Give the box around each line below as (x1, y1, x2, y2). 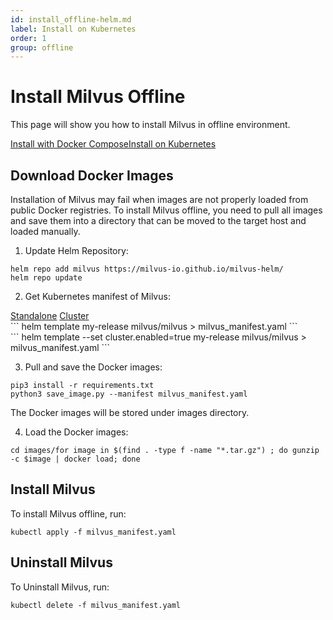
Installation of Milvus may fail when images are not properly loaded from (10, 194, 309, 205)
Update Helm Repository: (24, 245, 129, 256)
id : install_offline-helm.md (10, 14, 132, 25)
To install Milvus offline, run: (10, 507, 127, 520)
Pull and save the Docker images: (24, 361, 163, 373)
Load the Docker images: (24, 426, 129, 438)
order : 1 (10, 33, 47, 43)
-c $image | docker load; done (10, 454, 141, 464)
